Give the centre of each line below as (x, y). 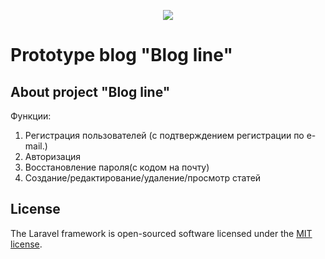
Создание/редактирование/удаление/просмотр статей (143, 178)
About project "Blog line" (90, 91)
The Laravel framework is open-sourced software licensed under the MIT (161, 233)
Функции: (31, 116)
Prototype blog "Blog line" (121, 55)
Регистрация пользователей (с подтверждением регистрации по (164, 135)
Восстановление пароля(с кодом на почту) (117, 167)
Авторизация (53, 156)
